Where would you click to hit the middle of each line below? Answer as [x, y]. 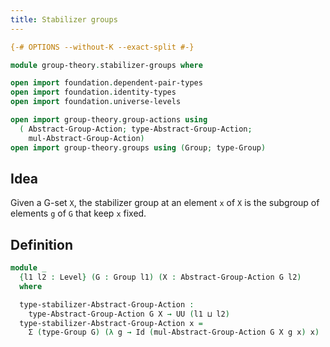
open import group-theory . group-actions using [109, 120]
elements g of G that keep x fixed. [78, 213]
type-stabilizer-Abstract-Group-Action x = [111, 323]
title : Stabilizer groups [64, 19]
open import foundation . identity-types [93, 92]
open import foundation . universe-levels [96, 102]
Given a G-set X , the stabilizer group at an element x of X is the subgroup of [165, 203]
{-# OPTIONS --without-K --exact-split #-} [102, 47]
